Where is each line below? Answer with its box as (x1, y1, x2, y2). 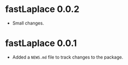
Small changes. (12, 20, 44, 26)
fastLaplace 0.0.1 (5, 37, 77, 49)
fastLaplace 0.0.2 (5, 3, 80, 15)
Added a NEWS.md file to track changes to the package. (12, 54, 124, 60)
